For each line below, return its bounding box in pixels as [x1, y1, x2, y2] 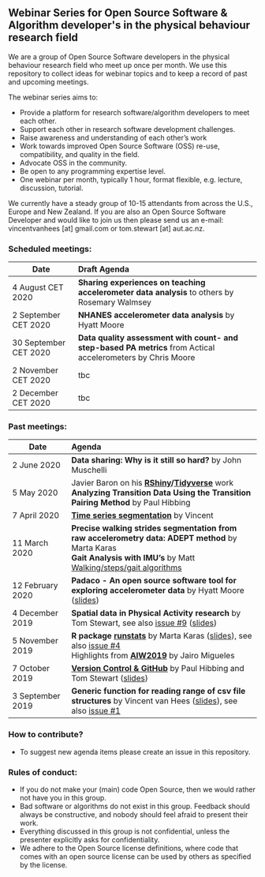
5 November [12, 635, 59, 647]
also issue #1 [70, 706, 121, 717]
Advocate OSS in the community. [19, 158, 128, 167]
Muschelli [70, 465, 107, 476]
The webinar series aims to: [8, 92, 99, 102]
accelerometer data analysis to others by [77, 287, 234, 298]
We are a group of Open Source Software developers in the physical [8, 51, 230, 62]
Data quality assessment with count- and [77, 332, 239, 343]
